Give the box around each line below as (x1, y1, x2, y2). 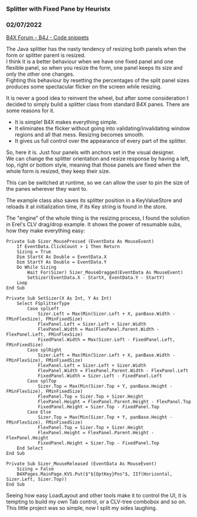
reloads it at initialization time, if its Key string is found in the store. (6, 203, 168, 210)
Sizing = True (17, 249, 51, 255)
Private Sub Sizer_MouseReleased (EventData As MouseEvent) (6, 461, 157, 467)
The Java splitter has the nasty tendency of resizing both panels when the (6, 45, 186, 53)
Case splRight (27, 347, 62, 353)
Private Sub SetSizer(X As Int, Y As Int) (6, 295, 112, 301)
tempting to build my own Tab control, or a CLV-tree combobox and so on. (6, 498, 186, 505)
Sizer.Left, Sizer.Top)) (6, 476, 67, 483)
